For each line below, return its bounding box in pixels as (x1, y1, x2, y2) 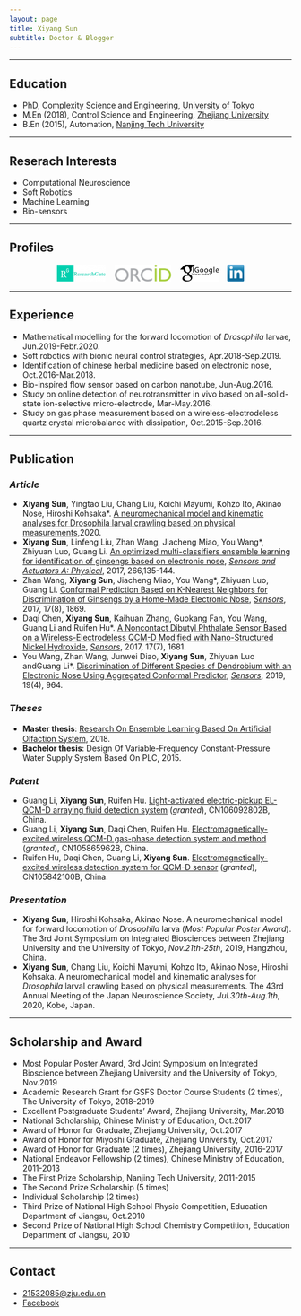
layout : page (9, 14, 58, 23)
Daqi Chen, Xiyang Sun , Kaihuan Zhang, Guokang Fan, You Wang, (21, 613, 267, 623)
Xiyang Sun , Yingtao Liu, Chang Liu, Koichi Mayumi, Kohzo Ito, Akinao (21, 499, 282, 510)
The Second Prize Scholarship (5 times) (21, 1182, 169, 1193)
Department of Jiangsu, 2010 (21, 1230, 131, 1241)
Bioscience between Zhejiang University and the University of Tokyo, (21, 1068, 278, 1078)
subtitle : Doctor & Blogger (9, 33, 115, 42)
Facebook (21, 1297, 60, 1308)
